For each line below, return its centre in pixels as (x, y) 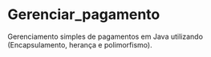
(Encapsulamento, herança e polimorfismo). (80, 44)
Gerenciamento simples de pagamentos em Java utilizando (105, 36)
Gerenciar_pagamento (84, 15)
